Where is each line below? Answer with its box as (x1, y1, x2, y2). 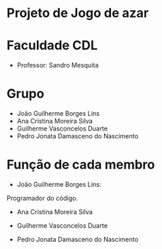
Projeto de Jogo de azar (6, 5, 149, 21)
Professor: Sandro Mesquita (16, 61, 99, 70)
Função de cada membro (6, 157, 155, 173)
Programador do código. (6, 194, 79, 202)
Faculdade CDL (6, 38, 98, 54)
